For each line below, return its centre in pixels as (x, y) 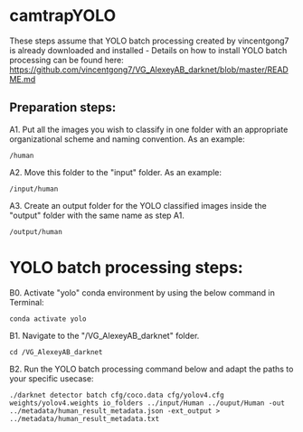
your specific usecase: (52, 378)
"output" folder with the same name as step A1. (97, 215)
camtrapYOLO (63, 16)
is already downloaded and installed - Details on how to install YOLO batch (148, 50)
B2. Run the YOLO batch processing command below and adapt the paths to (151, 369)
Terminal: (27, 302)
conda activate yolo (48, 319)
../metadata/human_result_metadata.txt (85, 418)
